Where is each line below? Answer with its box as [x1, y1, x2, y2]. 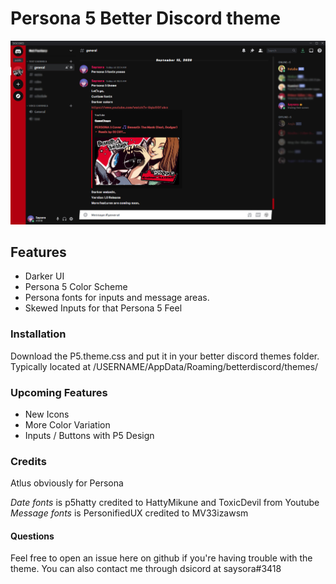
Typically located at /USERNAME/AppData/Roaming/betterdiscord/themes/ [10, 360, 319, 372]
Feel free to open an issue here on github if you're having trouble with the [10, 552, 313, 564]
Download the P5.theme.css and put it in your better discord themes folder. [10, 350, 320, 362]
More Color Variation [24, 418, 111, 431]
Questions [10, 530, 55, 542]
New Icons [24, 408, 70, 420]
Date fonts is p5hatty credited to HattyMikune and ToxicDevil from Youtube [10, 497, 320, 509]
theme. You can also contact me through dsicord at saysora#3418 [10, 563, 282, 575]
